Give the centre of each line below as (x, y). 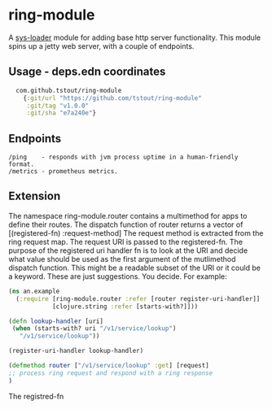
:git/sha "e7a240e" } (61, 113)
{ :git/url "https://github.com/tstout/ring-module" (112, 98)
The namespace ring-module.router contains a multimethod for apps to (128, 215)
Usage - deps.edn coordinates (87, 72)
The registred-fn (36, 396)
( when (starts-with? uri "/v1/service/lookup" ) (94, 329)
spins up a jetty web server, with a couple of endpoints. (101, 46)
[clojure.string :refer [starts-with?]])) (125, 307)
